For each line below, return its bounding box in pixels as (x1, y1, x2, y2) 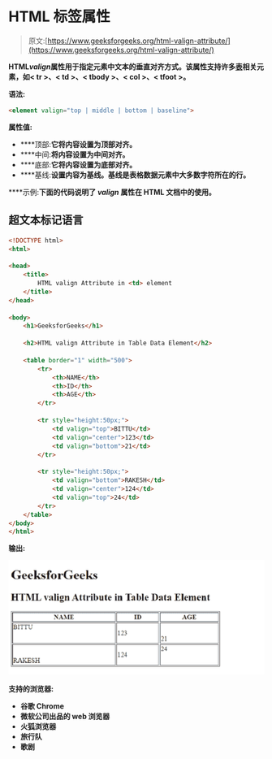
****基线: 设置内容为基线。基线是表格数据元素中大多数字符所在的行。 (19, 170, 250, 180)
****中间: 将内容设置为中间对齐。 (19, 150, 130, 159)
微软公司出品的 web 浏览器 (19, 712, 110, 722)
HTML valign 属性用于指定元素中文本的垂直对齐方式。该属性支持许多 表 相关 (8, 62, 257, 72)
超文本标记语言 (8, 213, 84, 228)
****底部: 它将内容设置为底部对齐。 (19, 159, 136, 169)
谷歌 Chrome (19, 701, 65, 711)
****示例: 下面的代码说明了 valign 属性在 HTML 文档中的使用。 (8, 187, 217, 197)
